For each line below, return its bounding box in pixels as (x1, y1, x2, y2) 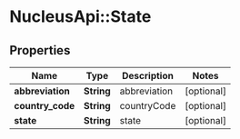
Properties (9, 43, 71, 58)
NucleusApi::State (9, 6, 152, 27)
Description (122, 70, 175, 82)
